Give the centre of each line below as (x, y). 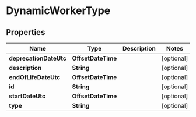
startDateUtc (27, 96)
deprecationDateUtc (38, 58)
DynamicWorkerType (58, 11)
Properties (26, 32)
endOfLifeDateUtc (35, 77)
